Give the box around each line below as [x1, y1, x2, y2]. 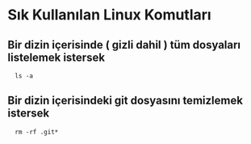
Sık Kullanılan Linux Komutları [7, 6, 211, 24]
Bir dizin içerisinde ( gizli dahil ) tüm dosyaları [7, 38, 241, 52]
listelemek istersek [7, 50, 106, 64]
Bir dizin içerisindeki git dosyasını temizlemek [7, 94, 244, 108]
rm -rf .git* [15, 128, 59, 136]
